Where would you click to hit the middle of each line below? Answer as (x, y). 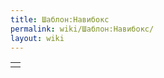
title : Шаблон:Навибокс (60, 19)
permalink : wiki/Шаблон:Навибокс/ (82, 29)
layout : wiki (37, 38)
